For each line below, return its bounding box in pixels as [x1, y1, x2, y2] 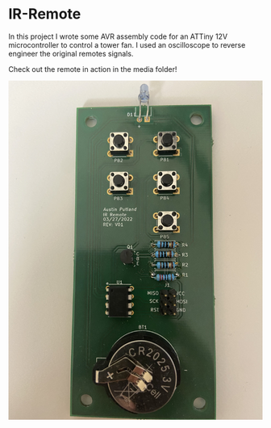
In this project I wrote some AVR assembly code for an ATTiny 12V [8, 31, 228, 41]
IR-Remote [8, 5, 81, 23]
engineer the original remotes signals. [8, 48, 134, 58]
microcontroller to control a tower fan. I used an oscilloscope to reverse [8, 40, 246, 49]
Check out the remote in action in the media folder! [8, 64, 177, 73]
